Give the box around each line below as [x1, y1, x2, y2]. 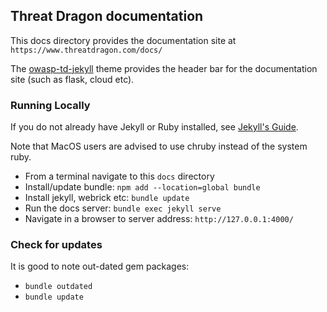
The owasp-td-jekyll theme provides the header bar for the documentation [10, 62, 318, 74]
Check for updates [10, 238, 103, 252]
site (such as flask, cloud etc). [10, 73, 135, 85]
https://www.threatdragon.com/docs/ [10, 45, 163, 55]
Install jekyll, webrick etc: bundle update [24, 192, 190, 204]
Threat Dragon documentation [10, 8, 204, 25]
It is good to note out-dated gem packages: [10, 260, 190, 273]
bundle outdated [24, 282, 93, 292]
